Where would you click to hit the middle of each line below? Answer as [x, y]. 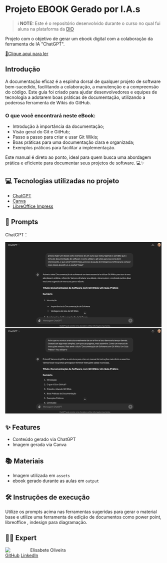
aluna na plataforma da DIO [45, 29]
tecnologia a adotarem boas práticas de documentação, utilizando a [75, 97]
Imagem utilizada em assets [41, 476]
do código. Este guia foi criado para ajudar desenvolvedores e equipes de [81, 92]
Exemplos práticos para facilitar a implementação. [64, 148]
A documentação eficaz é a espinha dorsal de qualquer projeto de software [83, 81]
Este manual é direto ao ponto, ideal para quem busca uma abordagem [78, 157]
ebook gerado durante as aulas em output [55, 481]
